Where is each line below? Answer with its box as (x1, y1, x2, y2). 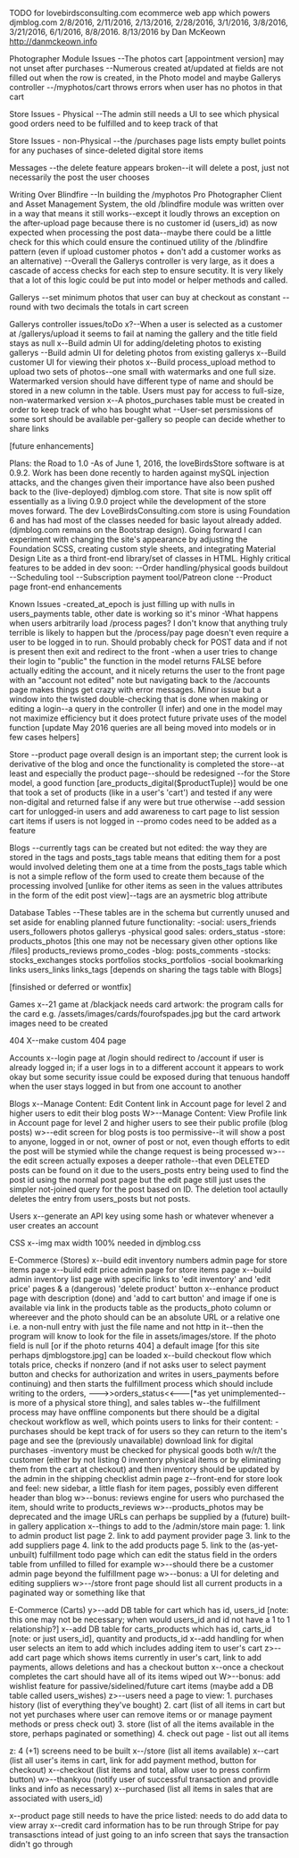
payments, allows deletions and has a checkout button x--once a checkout (9, 1662, 284, 1672)
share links (9, 424, 49, 434)
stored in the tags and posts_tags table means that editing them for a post (9, 852, 281, 862)
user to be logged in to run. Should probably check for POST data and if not (9, 637, 287, 647)
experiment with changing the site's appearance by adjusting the (9, 534, 248, 545)
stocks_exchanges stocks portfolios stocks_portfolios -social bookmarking (9, 955, 284, 965)
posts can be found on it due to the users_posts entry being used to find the (9, 1165, 289, 1175)
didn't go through (9, 1839, 73, 1849)
